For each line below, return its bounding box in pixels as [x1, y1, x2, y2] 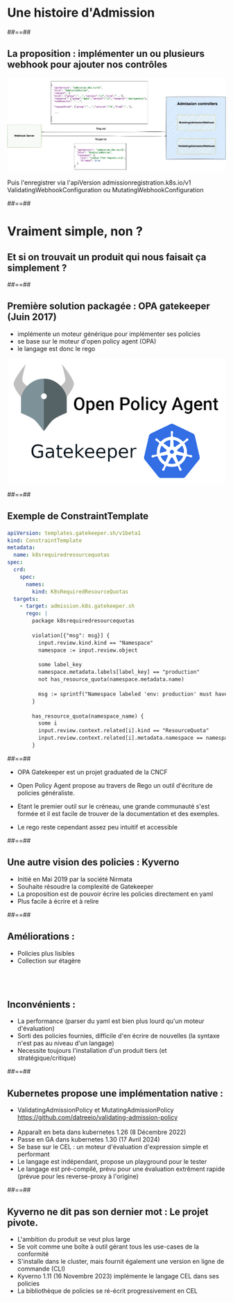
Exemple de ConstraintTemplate [7, 510, 149, 522]
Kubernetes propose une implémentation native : [7, 1088, 224, 1099]
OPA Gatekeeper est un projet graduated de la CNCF [17, 768, 168, 776]
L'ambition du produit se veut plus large [17, 1235, 130, 1243]
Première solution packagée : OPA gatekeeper [7, 301, 210, 312]
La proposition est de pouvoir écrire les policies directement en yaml [17, 890, 214, 898]
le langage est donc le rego [17, 344, 96, 353]
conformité [17, 1249, 49, 1258]
